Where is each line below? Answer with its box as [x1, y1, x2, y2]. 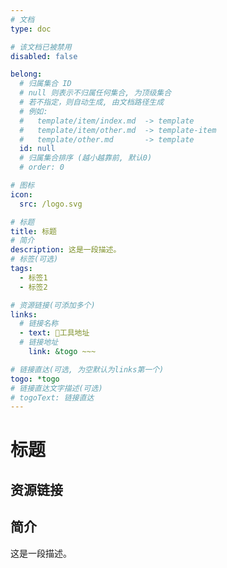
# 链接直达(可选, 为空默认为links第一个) [10, 364, 165, 375]
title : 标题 [10, 226, 57, 236]
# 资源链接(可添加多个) [10, 300, 96, 310]
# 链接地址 [19, 337, 59, 348]
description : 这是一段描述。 [10, 245, 122, 255]
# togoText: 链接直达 [10, 392, 95, 403]
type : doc [10, 24, 52, 34]
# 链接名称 [19, 319, 59, 329]
